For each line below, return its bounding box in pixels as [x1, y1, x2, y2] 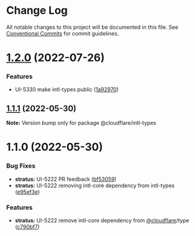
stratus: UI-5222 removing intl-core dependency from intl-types [14, 181, 175, 189]
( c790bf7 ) [14, 223, 40, 231]
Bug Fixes [6, 162, 36, 170]
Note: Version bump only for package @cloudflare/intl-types [6, 120, 157, 127]
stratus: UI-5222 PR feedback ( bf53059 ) [14, 175, 117, 183]
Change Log [6, 4, 68, 17]
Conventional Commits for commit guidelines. [6, 29, 119, 37]
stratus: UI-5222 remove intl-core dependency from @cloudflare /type [14, 217, 190, 224]
